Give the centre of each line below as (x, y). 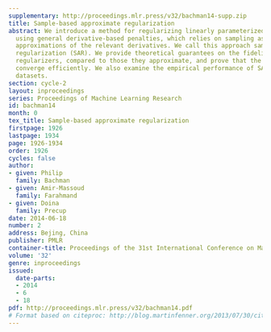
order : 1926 (28, 151)
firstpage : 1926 (35, 128)
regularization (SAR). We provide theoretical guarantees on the (128, 53)
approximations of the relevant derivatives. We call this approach (133, 46)
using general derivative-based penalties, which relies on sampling (135, 38)
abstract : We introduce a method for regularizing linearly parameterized (137, 31)
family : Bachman (43, 181)
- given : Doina (34, 203)
